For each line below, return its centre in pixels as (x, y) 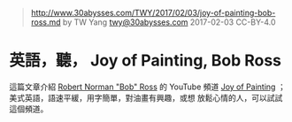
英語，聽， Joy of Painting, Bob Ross (145, 61)
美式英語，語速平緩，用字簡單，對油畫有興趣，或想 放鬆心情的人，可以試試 (146, 97)
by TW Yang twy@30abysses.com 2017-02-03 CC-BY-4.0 (169, 22)
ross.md (46, 22)
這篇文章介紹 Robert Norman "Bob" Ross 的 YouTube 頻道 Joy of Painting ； (147, 87)
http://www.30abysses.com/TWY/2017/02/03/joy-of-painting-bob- (153, 13)
